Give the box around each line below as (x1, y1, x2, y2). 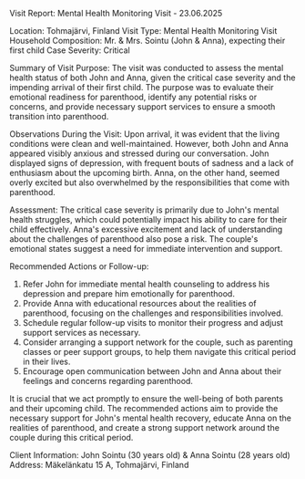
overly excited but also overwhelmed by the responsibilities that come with (9, 177, 290, 188)
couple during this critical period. (9, 432, 134, 443)
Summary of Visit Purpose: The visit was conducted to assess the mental (9, 63, 284, 73)
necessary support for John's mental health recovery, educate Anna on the (9, 412, 291, 423)
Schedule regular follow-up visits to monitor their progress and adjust (22, 318, 284, 328)
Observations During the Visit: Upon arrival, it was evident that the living (9, 129, 280, 140)
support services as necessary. (22, 328, 141, 338)
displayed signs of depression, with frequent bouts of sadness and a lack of (9, 158, 294, 168)
